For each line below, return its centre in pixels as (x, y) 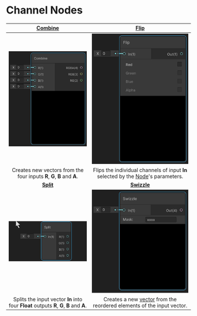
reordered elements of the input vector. (140, 305)
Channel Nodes (45, 10)
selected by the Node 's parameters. (140, 176)
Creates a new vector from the (140, 299)
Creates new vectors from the (47, 170)
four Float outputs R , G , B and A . (47, 305)
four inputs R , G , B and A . (48, 176)
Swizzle (140, 184)
